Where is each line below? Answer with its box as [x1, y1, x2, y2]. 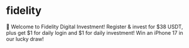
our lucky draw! [6, 35, 44, 42]
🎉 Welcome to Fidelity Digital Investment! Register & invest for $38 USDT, [6, 23, 183, 30]
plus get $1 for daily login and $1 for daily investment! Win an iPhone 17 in [6, 29, 184, 36]
